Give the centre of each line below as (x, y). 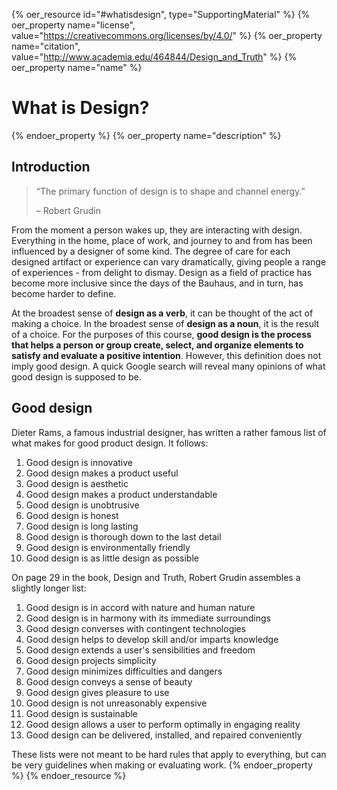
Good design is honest (72, 515)
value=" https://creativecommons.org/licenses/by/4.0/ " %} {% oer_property (167, 35)
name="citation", (46, 46)
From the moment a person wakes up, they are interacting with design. (157, 230)
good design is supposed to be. (76, 376)
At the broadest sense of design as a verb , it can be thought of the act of (162, 313)
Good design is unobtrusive (82, 505)
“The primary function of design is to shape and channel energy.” (170, 191)
